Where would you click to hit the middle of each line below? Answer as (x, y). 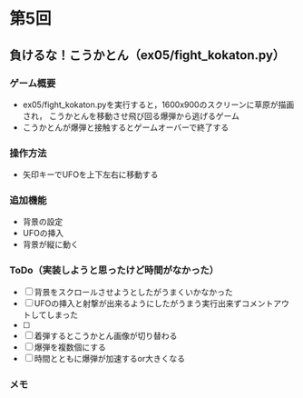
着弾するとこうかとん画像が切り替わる (106, 335)
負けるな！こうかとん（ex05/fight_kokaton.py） (147, 55)
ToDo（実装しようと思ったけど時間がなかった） (114, 271)
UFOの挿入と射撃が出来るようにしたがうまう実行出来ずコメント (154, 303)
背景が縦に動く (50, 244)
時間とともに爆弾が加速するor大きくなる (110, 358)
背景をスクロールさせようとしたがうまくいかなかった (133, 292)
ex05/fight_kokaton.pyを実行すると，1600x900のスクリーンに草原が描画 (158, 104)
